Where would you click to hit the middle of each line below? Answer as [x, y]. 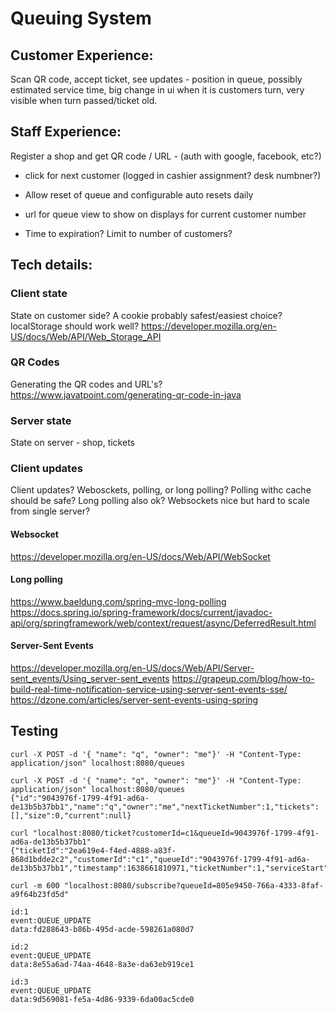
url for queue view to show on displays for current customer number [165, 214]
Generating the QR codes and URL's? [86, 384]
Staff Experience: [66, 132]
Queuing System [81, 18]
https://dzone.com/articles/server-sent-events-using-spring [134, 700]
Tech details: [51, 265]
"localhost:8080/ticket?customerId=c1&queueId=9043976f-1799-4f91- [176, 833]
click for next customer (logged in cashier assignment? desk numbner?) [173, 175]
